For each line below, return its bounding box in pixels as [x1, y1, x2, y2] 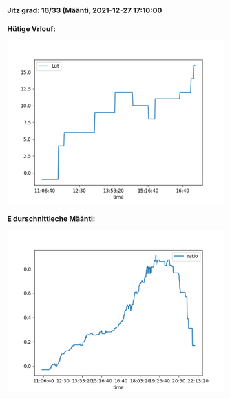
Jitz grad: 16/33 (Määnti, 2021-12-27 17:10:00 [7, 6, 163, 15]
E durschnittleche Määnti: [7, 214, 96, 224]
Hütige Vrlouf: [7, 23, 56, 33]
